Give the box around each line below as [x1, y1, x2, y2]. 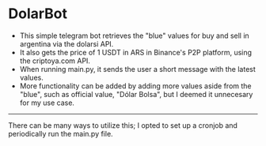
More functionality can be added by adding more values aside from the [19, 80, 252, 91]
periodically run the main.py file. [8, 129, 113, 138]
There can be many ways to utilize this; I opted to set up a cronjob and [8, 120, 237, 130]
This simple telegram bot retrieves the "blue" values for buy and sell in [19, 31, 249, 40]
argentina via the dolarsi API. [19, 39, 114, 48]
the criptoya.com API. [19, 56, 91, 66]
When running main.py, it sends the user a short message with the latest [19, 64, 256, 73]
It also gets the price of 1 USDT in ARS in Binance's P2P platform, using [19, 47, 252, 57]
